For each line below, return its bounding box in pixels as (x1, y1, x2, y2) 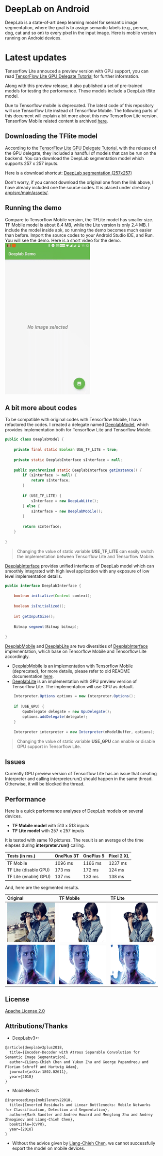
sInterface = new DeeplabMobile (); (31, 509, 103, 514)
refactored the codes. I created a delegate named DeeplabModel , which (5, 422, 149, 427)
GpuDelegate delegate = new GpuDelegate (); (22, 709, 112, 714)
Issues (5, 758, 26, 766)
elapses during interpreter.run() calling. (5, 842, 85, 848)
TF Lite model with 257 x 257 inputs (12, 828, 84, 834)
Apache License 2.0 (5, 1008, 45, 1014)
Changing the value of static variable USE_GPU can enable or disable (16, 738, 155, 745)
